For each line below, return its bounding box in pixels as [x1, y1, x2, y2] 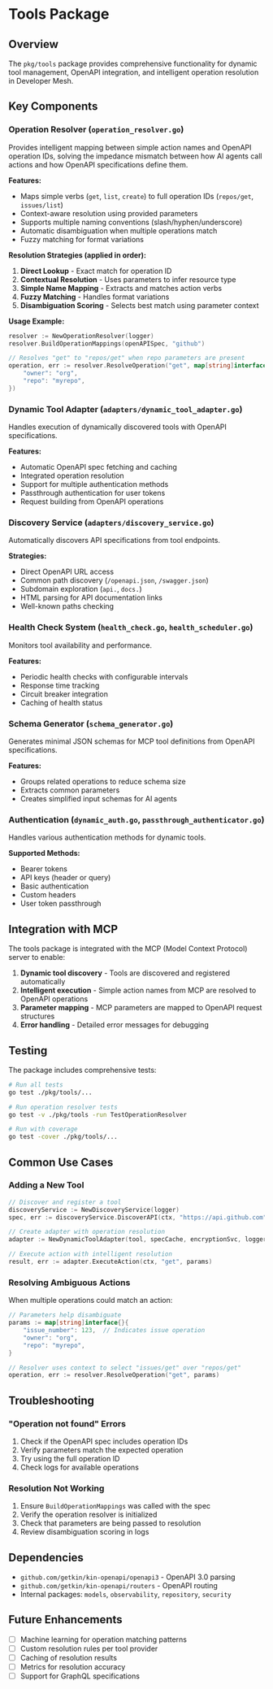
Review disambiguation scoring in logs [19, 1527, 149, 1537]
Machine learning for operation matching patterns [19, 1635, 187, 1644]
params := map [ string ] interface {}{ [8, 1318, 129, 1327]
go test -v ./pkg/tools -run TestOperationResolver [8, 1110, 187, 1118]
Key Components [8, 99, 98, 114]
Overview [8, 37, 59, 51]
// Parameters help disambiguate [8, 1311, 122, 1319]
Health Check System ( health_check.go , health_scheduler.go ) [8, 622, 253, 633]
